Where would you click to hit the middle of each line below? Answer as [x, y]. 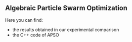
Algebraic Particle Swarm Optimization [66, 8]
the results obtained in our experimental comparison [66, 30]
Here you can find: [24, 20]
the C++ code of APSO [36, 35]
